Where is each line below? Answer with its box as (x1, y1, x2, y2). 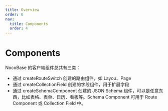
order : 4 (10, 26, 28, 31)
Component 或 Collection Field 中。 (12, 100, 86, 106)
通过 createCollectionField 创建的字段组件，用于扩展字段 (12, 81, 129, 87)
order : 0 (5, 12, 24, 17)
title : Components (10, 21, 49, 26)
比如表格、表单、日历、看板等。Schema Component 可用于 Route (21, 94, 157, 100)
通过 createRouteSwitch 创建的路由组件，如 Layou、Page (12, 75, 131, 81)
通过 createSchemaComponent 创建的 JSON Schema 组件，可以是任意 (12, 88, 159, 94)
